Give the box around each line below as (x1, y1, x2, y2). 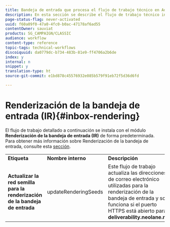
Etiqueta (8, 155, 29, 162)
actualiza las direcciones (108, 169, 167, 176)
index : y (5, 54, 24, 60)
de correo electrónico (108, 175, 159, 182)
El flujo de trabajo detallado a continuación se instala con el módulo (5, 127, 146, 133)
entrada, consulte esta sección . (5, 143, 71, 149)
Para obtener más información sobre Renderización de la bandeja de (5, 138, 149, 144)
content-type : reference (5, 41, 58, 46)
